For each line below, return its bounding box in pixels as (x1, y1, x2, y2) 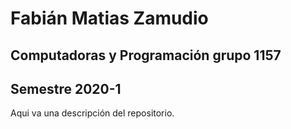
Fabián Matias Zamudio (10, 7, 209, 30)
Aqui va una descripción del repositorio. (10, 107, 175, 119)
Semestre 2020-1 (10, 80, 122, 97)
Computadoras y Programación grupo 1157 (10, 47, 282, 64)
